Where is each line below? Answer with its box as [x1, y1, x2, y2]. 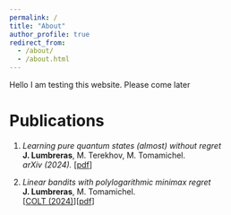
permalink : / [9, 13, 58, 22]
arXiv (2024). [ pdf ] [21, 159, 92, 170]
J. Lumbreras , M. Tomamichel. [21, 185, 136, 197]
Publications [9, 111, 105, 131]
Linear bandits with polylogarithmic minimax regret [21, 176, 211, 187]
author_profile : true [9, 30, 90, 39]
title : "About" [9, 21, 66, 30]
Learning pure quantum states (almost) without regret [21, 140, 222, 150]
